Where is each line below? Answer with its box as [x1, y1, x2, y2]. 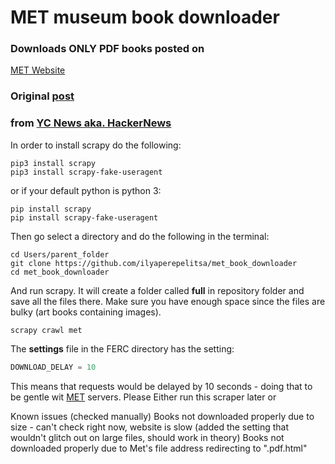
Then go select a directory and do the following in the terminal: [10, 230, 270, 242]
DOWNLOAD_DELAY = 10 [10, 362, 97, 372]
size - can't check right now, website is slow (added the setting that [10, 421, 290, 433]
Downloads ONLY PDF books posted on [10, 42, 205, 56]
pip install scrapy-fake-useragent [10, 212, 159, 223]
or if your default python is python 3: [10, 184, 162, 196]
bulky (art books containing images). [10, 306, 162, 318]
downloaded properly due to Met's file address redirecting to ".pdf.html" [10, 442, 308, 454]
